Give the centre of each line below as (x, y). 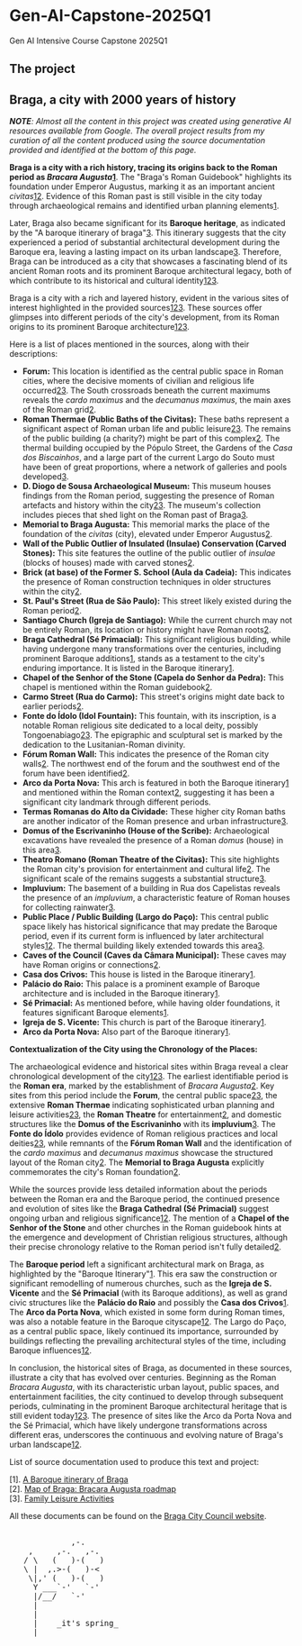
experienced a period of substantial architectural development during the (145, 242)
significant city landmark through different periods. (116, 802)
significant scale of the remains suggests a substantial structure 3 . (144, 878)
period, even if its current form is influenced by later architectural (143, 936)
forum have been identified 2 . (76, 773)
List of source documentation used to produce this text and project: (134, 1462)
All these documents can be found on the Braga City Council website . (138, 1516)
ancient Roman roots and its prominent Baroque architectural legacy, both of (151, 271)
